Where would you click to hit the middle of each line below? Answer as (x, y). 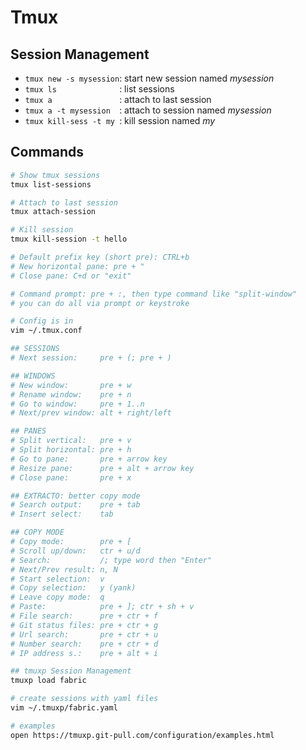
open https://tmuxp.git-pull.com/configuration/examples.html (142, 735)
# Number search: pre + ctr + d (84, 644)
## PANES (28, 431)
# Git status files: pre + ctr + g (84, 625)
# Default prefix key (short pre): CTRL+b (100, 257)
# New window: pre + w (71, 385)
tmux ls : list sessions (99, 89)
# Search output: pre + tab (75, 505)
